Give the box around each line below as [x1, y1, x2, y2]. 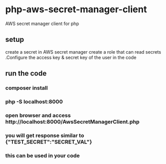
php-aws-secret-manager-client [5, 4, 147, 15]
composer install [5, 84, 48, 91]
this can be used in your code [5, 152, 80, 159]
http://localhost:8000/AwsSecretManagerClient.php [5, 118, 139, 125]
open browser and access [5, 111, 71, 119]
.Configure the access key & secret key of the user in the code [5, 54, 137, 60]
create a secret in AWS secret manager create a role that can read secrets [5, 49, 161, 55]
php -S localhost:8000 [5, 98, 63, 105]
